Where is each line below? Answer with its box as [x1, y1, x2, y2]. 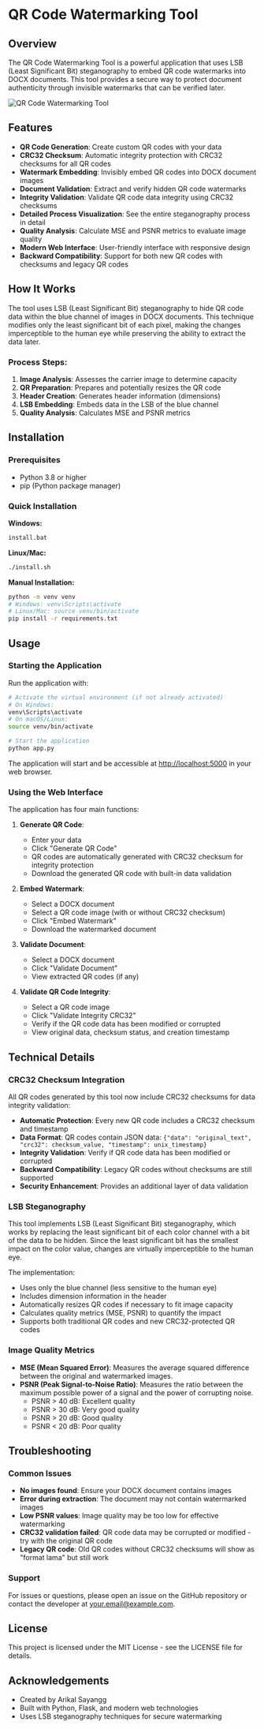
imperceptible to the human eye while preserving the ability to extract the [8, 328, 246, 338]
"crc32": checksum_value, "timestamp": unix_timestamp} [19, 1140, 207, 1149]
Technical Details [8, 1050, 95, 1064]
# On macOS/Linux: [8, 716, 69, 724]
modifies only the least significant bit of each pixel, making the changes [8, 320, 242, 329]
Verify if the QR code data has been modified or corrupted [31, 1020, 221, 1029]
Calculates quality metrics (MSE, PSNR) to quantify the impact [19, 1308, 222, 1318]
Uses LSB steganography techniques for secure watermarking [19, 1712, 222, 1721]
